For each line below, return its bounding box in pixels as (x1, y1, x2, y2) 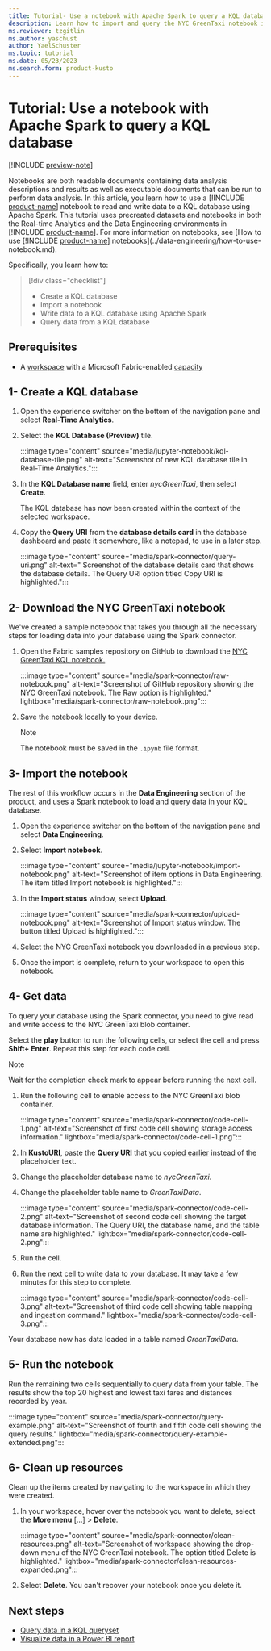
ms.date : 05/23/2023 (8, 57, 78, 65)
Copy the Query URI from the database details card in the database (19, 528, 248, 537)
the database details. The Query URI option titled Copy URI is (19, 569, 223, 579)
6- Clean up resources (8, 1461, 123, 1474)
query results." (8, 1429, 58, 1439)
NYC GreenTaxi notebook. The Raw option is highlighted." (19, 688, 212, 698)
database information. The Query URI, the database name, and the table (19, 1220, 260, 1230)
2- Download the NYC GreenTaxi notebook (8, 600, 226, 614)
